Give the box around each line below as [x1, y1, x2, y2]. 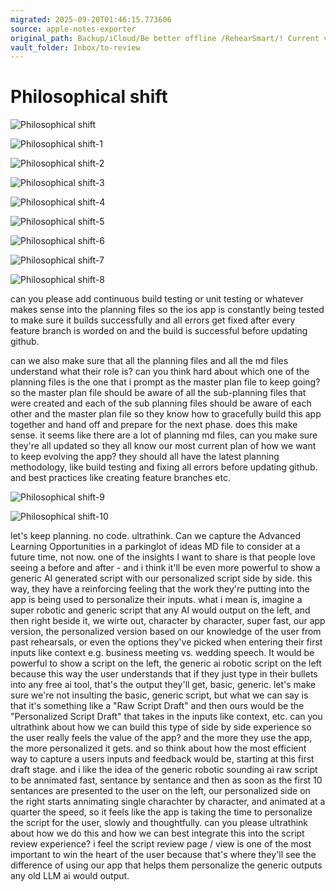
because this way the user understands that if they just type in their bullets [10, 668, 318, 680]
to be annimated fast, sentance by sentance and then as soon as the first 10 [10, 774, 323, 786]
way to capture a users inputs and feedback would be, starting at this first [10, 753, 315, 765]
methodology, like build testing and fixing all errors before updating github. [10, 461, 318, 473]
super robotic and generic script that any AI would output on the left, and [10, 604, 311, 616]
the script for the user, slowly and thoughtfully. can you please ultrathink [10, 817, 309, 829]
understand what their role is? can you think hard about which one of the [10, 366, 310, 378]
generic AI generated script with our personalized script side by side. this [10, 572, 313, 585]
